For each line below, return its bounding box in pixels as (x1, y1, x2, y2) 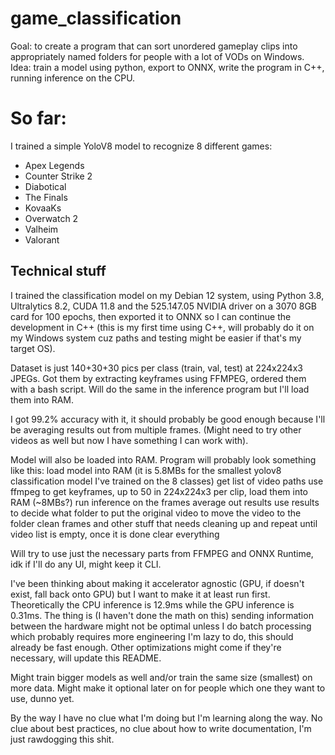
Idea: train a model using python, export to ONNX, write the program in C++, (10, 61, 325, 73)
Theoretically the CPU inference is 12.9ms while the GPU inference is (10, 598, 295, 611)
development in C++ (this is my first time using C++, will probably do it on (10, 321, 315, 333)
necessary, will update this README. (10, 652, 162, 664)
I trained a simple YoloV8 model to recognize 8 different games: (10, 140, 273, 152)
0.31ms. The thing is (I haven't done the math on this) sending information (10, 609, 314, 621)
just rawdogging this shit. (10, 733, 115, 745)
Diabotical (24, 180, 67, 192)
